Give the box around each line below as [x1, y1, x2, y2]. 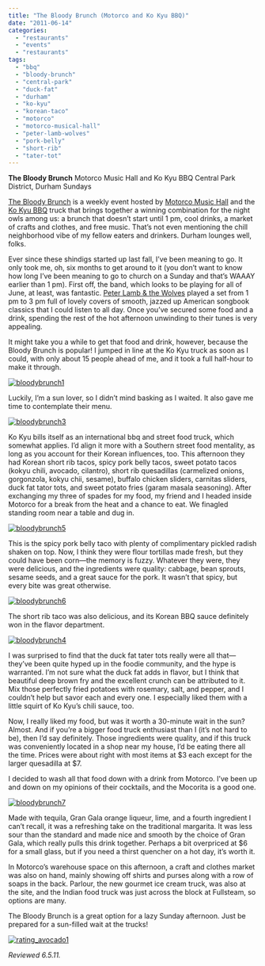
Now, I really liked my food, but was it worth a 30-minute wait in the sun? [8, 716, 245, 726]
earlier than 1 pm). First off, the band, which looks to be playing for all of [8, 280, 243, 289]
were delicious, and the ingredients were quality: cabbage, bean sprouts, [8, 564, 246, 574]
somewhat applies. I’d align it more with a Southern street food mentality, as [8, 441, 256, 450]
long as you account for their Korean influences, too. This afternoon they [8, 449, 245, 459]
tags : [8, 56, 26, 64]
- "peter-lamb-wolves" [15, 129, 90, 137]
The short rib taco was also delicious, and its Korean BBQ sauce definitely [8, 612, 249, 621]
